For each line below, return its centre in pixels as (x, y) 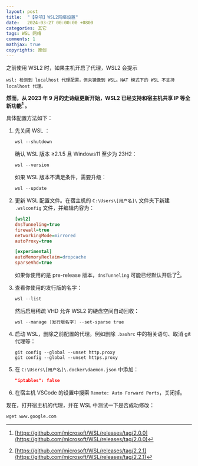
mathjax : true (24, 45)
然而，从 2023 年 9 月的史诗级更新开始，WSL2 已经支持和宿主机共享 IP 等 (96, 98)
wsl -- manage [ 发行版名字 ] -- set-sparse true (69, 322)
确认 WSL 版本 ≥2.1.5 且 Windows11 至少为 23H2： (76, 154)
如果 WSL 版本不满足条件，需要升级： (61, 177)
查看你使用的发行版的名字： (48, 287)
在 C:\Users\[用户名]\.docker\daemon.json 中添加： (77, 370)
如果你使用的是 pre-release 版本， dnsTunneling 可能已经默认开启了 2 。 (100, 274)
